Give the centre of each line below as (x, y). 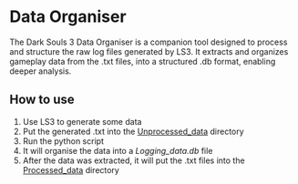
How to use (42, 100)
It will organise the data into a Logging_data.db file (118, 150)
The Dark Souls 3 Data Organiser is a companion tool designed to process (149, 42)
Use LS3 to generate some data (82, 121)
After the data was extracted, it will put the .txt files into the (134, 160)
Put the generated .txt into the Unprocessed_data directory (133, 131)
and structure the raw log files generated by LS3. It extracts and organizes (149, 51)
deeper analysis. (41, 71)
